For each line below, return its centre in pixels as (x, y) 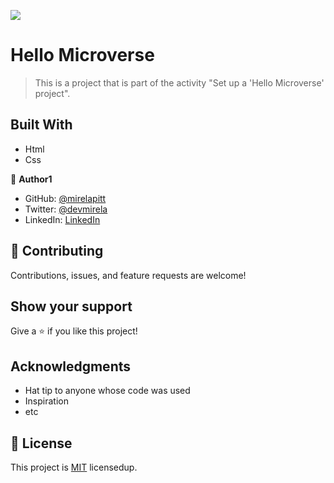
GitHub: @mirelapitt (65, 198)
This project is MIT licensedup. (74, 467)
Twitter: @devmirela (66, 209)
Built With (41, 125)
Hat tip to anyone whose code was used (107, 391)
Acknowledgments (71, 366)
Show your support (71, 306)
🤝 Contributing (57, 251)
